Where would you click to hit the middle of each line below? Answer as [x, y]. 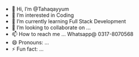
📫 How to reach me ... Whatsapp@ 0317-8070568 [72, 34]
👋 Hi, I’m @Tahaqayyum [40, 9]
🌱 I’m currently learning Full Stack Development [69, 21]
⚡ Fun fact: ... [27, 49]
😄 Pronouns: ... [30, 42]
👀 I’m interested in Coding [43, 15]
